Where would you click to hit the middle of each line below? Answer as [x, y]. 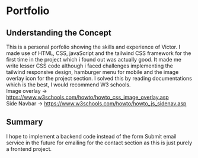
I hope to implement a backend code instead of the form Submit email [91, 136]
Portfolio [28, 11]
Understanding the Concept [59, 33]
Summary [25, 122]
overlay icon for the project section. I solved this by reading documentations [99, 78]
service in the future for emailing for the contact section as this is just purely [99, 143]
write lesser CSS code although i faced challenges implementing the [90, 66]
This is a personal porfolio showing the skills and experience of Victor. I [93, 47]
